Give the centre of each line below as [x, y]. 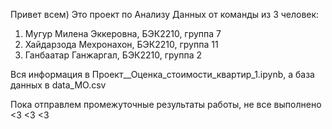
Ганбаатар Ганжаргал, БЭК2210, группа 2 [113, 55]
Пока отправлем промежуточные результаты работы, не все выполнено [166, 104]
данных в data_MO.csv [58, 85]
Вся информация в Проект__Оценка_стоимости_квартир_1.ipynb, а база [162, 74]
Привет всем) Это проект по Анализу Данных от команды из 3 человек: [165, 14]
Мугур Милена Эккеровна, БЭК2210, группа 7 [123, 33]
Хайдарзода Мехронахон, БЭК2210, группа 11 [121, 44]
